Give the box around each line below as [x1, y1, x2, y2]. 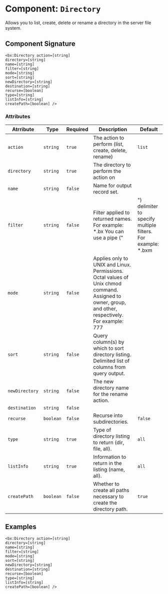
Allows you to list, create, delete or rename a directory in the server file [5, 20, 151, 26]
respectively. [93, 312, 123, 319]
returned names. [93, 216, 132, 223]
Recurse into [93, 412, 123, 419]
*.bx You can [93, 228, 124, 235]
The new [93, 378, 114, 385]
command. [93, 286, 118, 293]
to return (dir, [93, 439, 124, 446]
